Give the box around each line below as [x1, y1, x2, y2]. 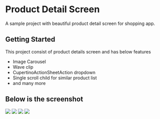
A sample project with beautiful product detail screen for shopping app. [5, 20, 155, 26]
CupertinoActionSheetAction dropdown [12, 69, 96, 75]
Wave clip [12, 64, 34, 70]
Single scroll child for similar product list [12, 75, 97, 81]
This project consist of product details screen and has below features [5, 48, 151, 54]
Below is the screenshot [5, 95, 83, 104]
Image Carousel [12, 58, 46, 65]
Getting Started [5, 35, 56, 44]
